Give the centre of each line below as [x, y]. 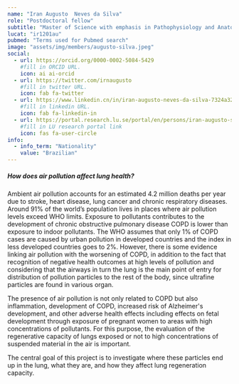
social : [19, 54]
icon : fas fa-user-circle [59, 133]
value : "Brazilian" [49, 153]
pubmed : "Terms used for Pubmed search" [68, 41]
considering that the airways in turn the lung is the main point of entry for [115, 269]
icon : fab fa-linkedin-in [59, 113]
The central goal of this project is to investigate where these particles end [115, 358]
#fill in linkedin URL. [55, 107]
